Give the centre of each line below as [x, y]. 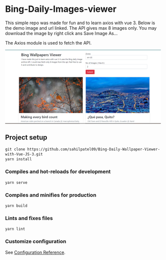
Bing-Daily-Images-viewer [61, 9]
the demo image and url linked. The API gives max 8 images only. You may [81, 28]
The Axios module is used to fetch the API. [48, 43]
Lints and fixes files [29, 218]
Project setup [26, 138]
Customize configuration [36, 242]
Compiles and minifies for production [51, 195]
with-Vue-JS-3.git [24, 154]
